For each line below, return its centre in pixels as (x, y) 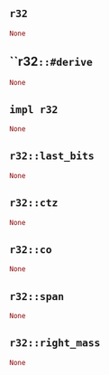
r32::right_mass (55, 343)
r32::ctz (34, 203)
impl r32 (34, 109)
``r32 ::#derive (51, 62)
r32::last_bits (52, 156)
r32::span (37, 296)
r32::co (31, 249)
